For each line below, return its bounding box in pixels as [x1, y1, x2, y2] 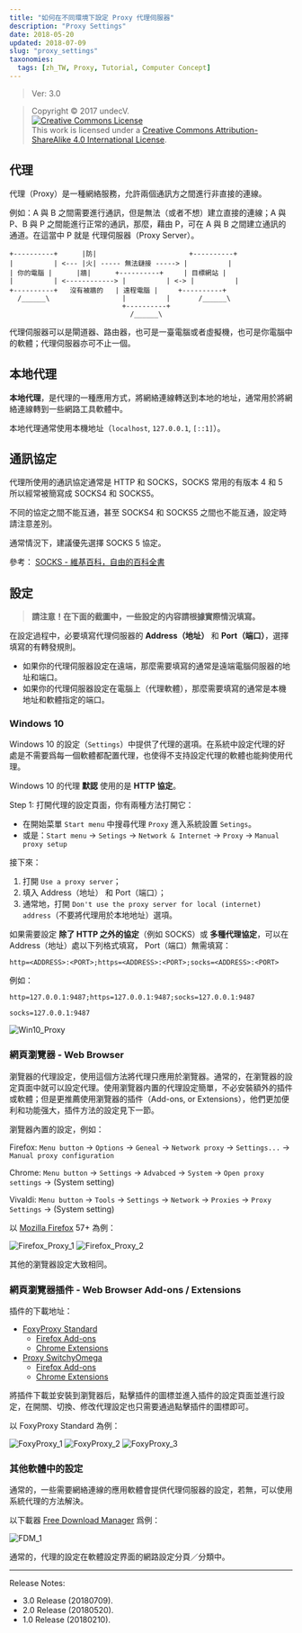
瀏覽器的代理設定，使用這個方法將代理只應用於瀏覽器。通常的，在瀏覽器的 [9, 1071, 285, 1081]
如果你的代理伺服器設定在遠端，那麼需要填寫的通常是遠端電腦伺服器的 [22, 660, 283, 671]
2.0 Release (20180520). [22, 1605, 114, 1616]
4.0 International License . [73, 134, 167, 145]
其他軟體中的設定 [9, 1462, 84, 1475]
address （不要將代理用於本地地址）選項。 [22, 910, 177, 920]
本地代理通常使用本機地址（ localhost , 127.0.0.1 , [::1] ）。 [9, 422, 226, 433]
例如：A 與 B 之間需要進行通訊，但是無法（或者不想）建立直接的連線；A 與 [9, 207, 287, 218]
